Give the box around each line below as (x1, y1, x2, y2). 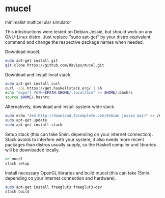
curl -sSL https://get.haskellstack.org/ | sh (5, 85, 102, 91)
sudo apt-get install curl (5, 81, 60, 86)
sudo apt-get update (5, 118, 48, 123)
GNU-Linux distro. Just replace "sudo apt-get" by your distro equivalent (5, 34, 151, 40)
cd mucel (5, 156, 23, 161)
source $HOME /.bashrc (5, 95, 50, 100)
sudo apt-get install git (5, 58, 58, 63)
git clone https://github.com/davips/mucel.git (5, 62, 105, 68)
